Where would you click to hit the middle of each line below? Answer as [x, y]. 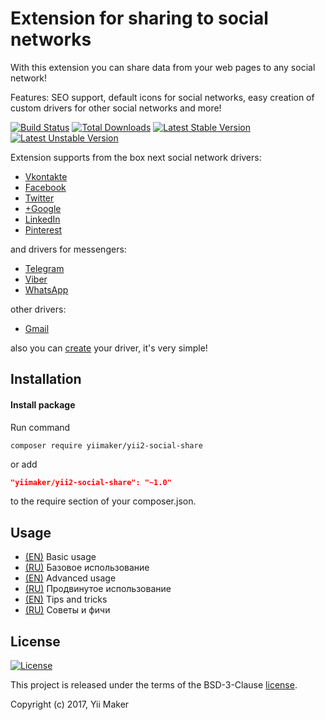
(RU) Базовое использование [87, 568]
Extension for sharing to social [139, 18]
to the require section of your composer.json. [103, 501]
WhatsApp [46, 289]
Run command [40, 427]
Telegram [44, 268]
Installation [46, 379]
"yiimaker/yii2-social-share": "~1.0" [91, 482]
